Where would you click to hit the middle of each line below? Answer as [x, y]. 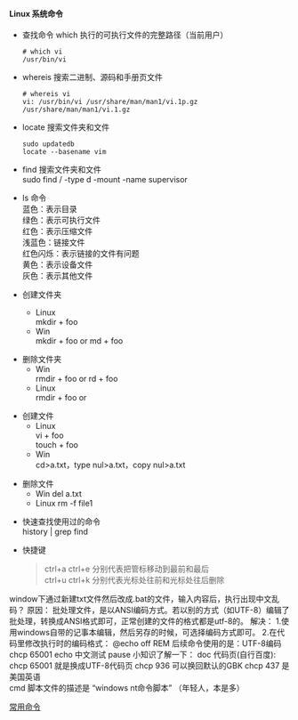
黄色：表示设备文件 [57, 265]
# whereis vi [46, 94]
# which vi [42, 52]
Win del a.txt [59, 494]
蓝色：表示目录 [49, 209]
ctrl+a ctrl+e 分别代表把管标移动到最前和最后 [126, 569]
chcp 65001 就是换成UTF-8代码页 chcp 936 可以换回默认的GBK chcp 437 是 [149, 666]
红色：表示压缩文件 [57, 231]
